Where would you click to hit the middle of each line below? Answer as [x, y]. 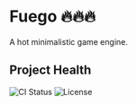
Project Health [50, 70]
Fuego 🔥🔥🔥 [53, 17]
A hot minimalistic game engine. [68, 41]
